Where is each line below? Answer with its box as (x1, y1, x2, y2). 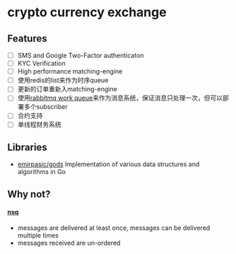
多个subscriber (23, 103, 69, 111)
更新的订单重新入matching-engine (17, 85, 118, 93)
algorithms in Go (17, 168, 66, 176)
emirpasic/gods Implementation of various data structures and (17, 160, 200, 168)
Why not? (7, 188, 51, 200)
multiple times (17, 231, 59, 239)
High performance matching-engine (17, 67, 123, 76)
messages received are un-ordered (17, 238, 121, 247)
